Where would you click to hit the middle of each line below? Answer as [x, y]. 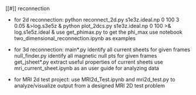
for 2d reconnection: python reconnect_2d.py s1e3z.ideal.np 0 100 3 [97, 20]
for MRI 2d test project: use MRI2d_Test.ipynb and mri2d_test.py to [94, 79]
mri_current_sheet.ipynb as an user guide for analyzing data [87, 68]
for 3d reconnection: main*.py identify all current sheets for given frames [102, 50]
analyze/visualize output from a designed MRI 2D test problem [89, 86]
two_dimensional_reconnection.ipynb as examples [75, 38]
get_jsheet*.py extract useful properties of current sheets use [89, 62]
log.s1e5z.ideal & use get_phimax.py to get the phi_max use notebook [98, 32]
